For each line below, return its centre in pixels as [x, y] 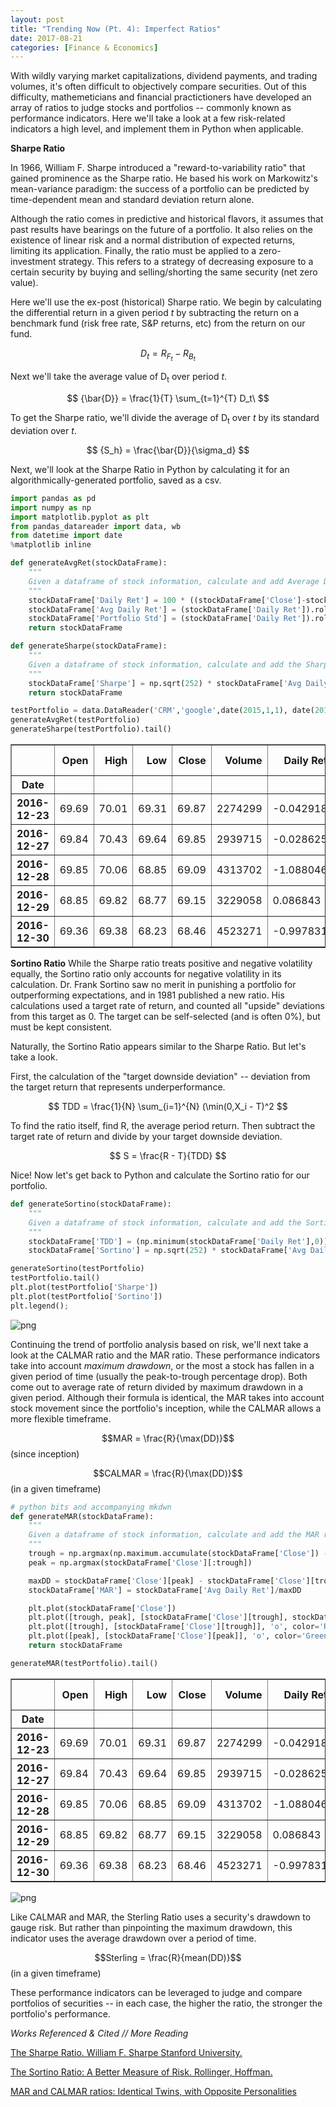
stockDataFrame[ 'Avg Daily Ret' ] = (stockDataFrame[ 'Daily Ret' [165, 609]
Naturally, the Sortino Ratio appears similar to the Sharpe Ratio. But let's [158, 1047]
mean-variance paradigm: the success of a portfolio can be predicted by [160, 189]
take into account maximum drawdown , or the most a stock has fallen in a [162, 1365]
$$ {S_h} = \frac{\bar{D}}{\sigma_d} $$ [168, 450]
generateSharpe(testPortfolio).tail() [91, 729]
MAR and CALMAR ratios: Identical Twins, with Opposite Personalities [153, 2091]
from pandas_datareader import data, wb [96, 526]
